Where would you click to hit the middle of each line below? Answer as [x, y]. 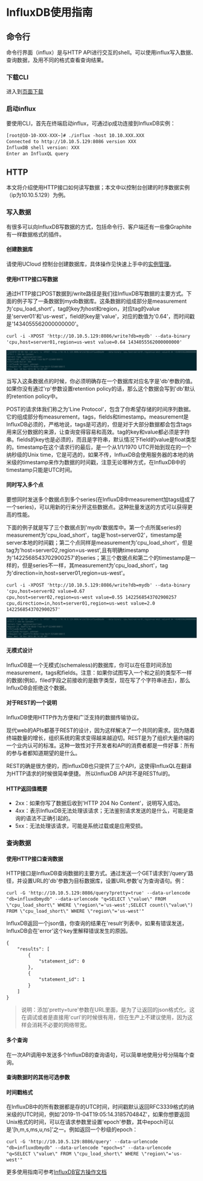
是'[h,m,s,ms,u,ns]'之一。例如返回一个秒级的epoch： [72, 1129]
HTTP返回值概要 [27, 789]
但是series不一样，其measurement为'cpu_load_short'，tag [95, 565]
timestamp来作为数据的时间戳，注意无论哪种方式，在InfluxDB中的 [104, 462]
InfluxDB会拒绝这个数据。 [38, 688]
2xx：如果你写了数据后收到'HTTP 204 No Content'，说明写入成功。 [99, 803]
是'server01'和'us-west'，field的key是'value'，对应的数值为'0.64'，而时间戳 [101, 317]
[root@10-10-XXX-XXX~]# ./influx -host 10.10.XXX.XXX [76, 135]
